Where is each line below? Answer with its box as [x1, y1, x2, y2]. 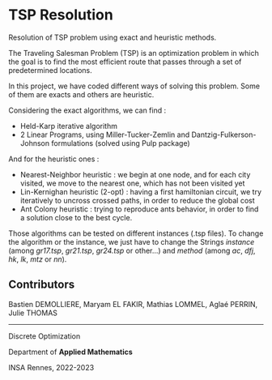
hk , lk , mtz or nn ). [8, 254, 67, 264]
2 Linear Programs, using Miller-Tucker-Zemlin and [19, 130, 190, 139]
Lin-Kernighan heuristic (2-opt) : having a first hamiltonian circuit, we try [19, 186, 261, 196]
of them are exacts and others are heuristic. [8, 89, 155, 99]
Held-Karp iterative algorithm [19, 121, 117, 130]
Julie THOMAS [8, 308, 58, 318]
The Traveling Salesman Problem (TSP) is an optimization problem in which [8, 48, 259, 58]
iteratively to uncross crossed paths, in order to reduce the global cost [19, 195, 255, 205]
